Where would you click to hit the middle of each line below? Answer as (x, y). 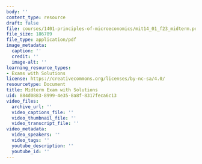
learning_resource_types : (38, 68)
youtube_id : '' (31, 151)
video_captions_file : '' (43, 112)
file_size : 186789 (29, 34)
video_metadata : (26, 129)
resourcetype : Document (36, 85)
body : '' (17, 12)
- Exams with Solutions (36, 73)
